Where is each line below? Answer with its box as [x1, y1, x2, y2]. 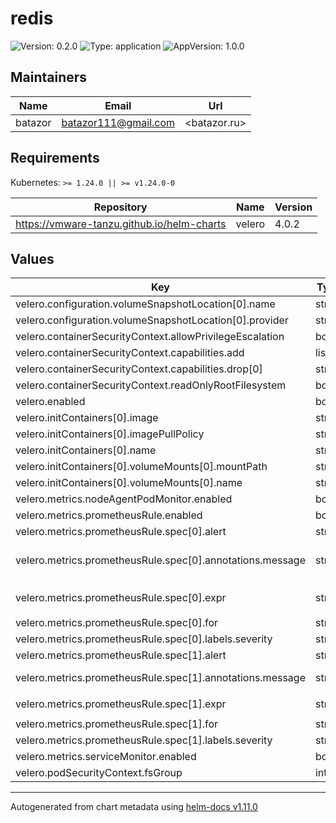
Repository [93, 200, 148, 214]
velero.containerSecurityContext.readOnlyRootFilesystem [15, 378, 287, 392]
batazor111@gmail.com [61, 115, 176, 129]
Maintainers [10, 69, 88, 86]
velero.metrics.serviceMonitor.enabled [15, 750, 197, 764]
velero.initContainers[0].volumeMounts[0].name [15, 476, 243, 490]
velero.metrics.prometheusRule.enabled [15, 508, 203, 522]
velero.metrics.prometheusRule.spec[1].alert [15, 648, 227, 662]
